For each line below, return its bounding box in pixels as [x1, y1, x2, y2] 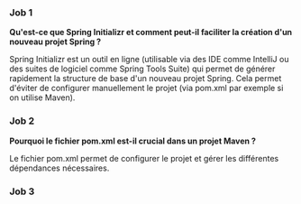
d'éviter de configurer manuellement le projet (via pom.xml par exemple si [9, 83, 284, 94]
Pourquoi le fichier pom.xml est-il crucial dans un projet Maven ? [9, 135, 257, 146]
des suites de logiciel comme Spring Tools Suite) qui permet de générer [9, 63, 276, 74]
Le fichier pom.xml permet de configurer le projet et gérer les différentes [9, 153, 279, 163]
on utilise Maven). [9, 92, 76, 103]
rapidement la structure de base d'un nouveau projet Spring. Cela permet [9, 73, 282, 84]
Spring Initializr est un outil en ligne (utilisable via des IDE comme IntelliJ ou [9, 54, 289, 65]
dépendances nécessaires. [9, 162, 110, 173]
